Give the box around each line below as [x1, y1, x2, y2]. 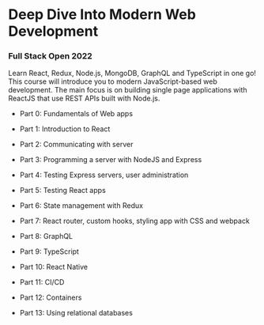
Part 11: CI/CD [19, 278, 65, 287]
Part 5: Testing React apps [19, 186, 107, 195]
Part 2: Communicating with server [19, 140, 134, 149]
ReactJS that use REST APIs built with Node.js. [8, 93, 160, 104]
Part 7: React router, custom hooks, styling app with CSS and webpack [19, 216, 251, 226]
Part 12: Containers [19, 293, 82, 302]
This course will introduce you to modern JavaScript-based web [8, 77, 217, 86]
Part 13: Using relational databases [19, 308, 133, 318]
